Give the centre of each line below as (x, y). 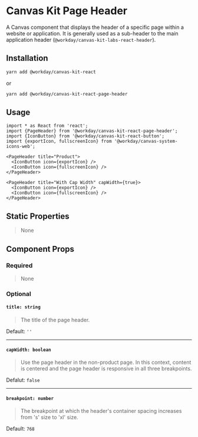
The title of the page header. (55, 320)
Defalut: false (23, 380)
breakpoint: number (30, 398)
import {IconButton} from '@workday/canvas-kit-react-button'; (85, 136)
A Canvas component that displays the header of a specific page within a (95, 27)
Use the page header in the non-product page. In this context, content (106, 362)
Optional (19, 294)
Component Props (40, 249)
